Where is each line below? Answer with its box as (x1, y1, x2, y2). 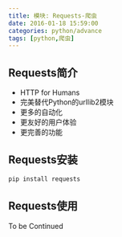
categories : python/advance (8, 27, 103, 35)
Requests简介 (8, 66, 78, 80)
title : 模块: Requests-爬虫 (8, 11, 98, 20)
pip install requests (8, 174, 81, 183)
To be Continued (8, 221, 64, 231)
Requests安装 (8, 153, 78, 167)
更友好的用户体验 (19, 117, 77, 127)
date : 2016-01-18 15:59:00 (8, 19, 99, 27)
